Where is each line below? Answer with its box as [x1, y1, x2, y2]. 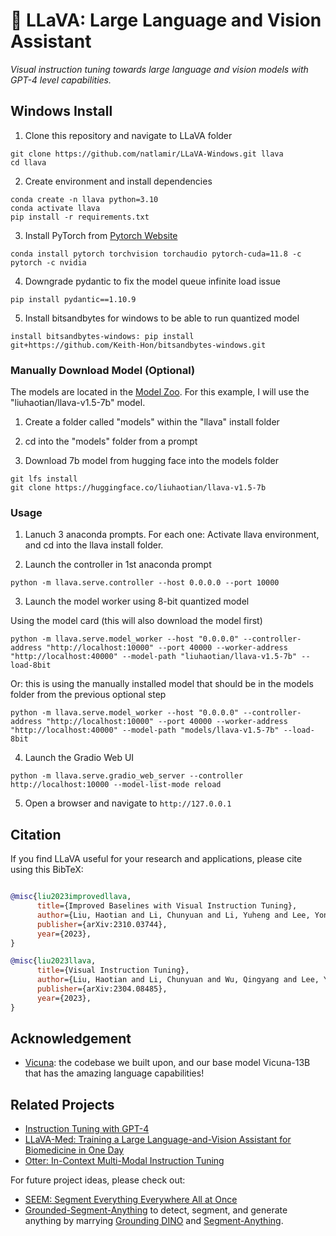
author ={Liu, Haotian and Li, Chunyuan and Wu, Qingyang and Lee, [36, 975, 320, 985]
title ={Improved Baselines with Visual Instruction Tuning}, [36, 901, 298, 911]
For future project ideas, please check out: [10, 1174, 186, 1186]
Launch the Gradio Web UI [24, 752, 135, 764]
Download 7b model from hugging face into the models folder [24, 455, 279, 467]
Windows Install [10, 103, 113, 120]
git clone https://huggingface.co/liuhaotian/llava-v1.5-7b [10, 483, 267, 493]
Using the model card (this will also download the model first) [10, 615, 263, 627]
